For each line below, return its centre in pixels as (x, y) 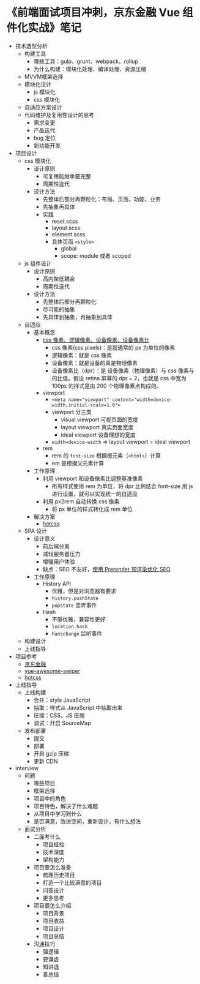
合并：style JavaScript (62, 700)
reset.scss (65, 221)
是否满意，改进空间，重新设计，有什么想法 (87, 821)
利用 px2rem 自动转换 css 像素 (81, 501)
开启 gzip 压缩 (51, 753)
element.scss (69, 234)
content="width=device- (142, 400)
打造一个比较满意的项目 (72, 882)
